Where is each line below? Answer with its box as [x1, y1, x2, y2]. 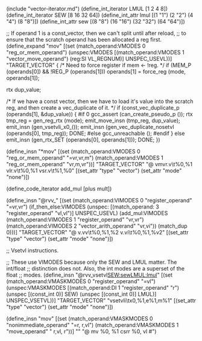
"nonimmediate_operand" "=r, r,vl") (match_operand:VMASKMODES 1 [6, 322, 179, 328]
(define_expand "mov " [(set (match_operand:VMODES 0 [6, 42, 146, 49]
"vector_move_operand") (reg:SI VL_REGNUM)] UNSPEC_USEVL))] [6, 55, 172, 62]
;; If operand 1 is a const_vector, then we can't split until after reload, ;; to [6, 30, 187, 37]
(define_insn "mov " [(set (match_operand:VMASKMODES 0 [6, 315, 153, 322]
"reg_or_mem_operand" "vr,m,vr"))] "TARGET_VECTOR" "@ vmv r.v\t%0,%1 [6, 161, 193, 167]
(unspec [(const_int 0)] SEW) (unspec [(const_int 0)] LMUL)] [6, 290, 157, 298]
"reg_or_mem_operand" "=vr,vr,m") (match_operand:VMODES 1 [6, 154, 164, 161]
